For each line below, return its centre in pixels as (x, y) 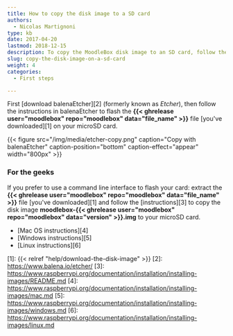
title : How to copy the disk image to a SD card (79, 14)
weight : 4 (21, 65)
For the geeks (31, 172)
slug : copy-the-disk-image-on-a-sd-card (67, 59)
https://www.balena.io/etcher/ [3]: (56, 266)
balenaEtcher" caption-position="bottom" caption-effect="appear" (103, 147)
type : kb (20, 33)
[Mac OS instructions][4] (53, 230)
